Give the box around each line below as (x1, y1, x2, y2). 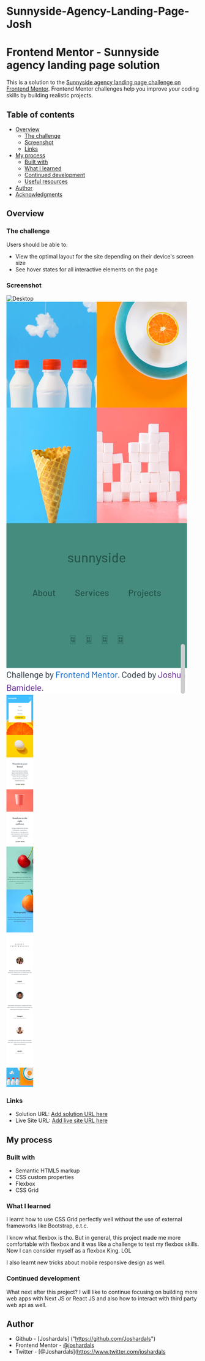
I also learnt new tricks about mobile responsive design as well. (6, 1259, 166, 1266)
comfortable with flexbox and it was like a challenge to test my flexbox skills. (6, 1240, 199, 1248)
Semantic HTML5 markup (15, 1167, 80, 1174)
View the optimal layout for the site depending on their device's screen (15, 252, 194, 260)
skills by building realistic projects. (6, 92, 93, 99)
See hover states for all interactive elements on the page (15, 265, 158, 273)
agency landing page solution (6, 58, 160, 72)
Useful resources (24, 178, 69, 185)
